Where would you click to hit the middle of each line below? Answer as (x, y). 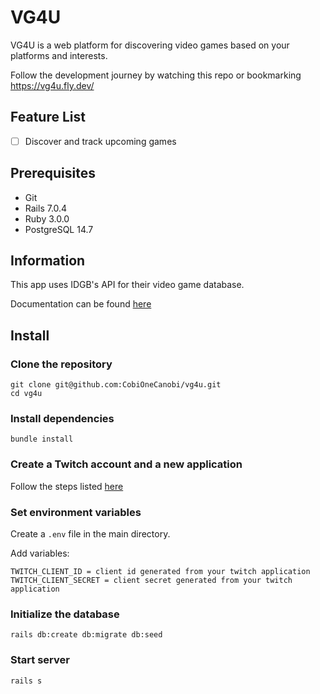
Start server (40, 660)
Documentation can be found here (81, 304)
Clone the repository (61, 364)
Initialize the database (65, 614)
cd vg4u (26, 394)
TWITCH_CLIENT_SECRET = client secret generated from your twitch (151, 581)
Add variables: (40, 553)
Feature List (48, 117)
